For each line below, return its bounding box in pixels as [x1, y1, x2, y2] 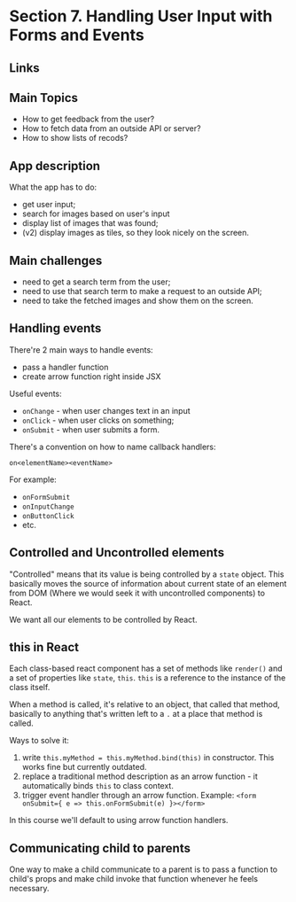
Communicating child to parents [9, 840, 191, 856]
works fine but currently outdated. [21, 762, 148, 773]
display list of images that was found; [21, 218, 159, 229]
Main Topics [9, 90, 78, 105]
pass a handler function [21, 362, 109, 372]
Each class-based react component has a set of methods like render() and [9, 663, 283, 674]
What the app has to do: [9, 182, 97, 192]
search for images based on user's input [21, 208, 170, 219]
